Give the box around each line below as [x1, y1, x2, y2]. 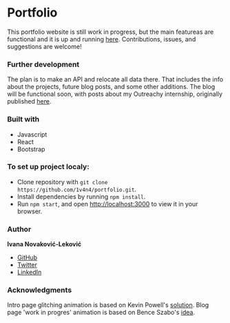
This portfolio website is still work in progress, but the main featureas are [7, 28, 214, 36]
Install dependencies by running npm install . [17, 192, 146, 201]
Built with [7, 115, 40, 124]
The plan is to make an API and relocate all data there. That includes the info [7, 75, 224, 84]
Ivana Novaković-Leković [7, 240, 81, 248]
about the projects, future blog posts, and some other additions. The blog [7, 83, 216, 91]
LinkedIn [17, 268, 42, 277]
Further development [7, 59, 80, 69]
